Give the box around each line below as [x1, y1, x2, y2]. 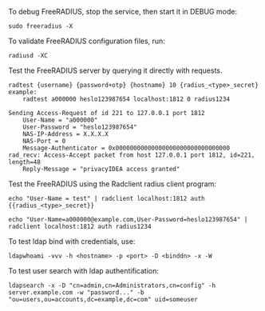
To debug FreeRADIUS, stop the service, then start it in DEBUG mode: [8, 7, 238, 16]
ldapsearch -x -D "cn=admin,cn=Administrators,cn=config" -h [8, 281, 216, 289]
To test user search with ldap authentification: [8, 266, 160, 275]
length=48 [8, 158, 42, 166]
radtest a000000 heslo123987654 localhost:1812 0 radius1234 [22, 95, 230, 103]
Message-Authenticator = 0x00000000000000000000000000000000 [22, 144, 230, 152]
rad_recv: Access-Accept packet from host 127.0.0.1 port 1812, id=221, [8, 151, 255, 159]
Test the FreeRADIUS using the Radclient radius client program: [8, 179, 217, 189]
